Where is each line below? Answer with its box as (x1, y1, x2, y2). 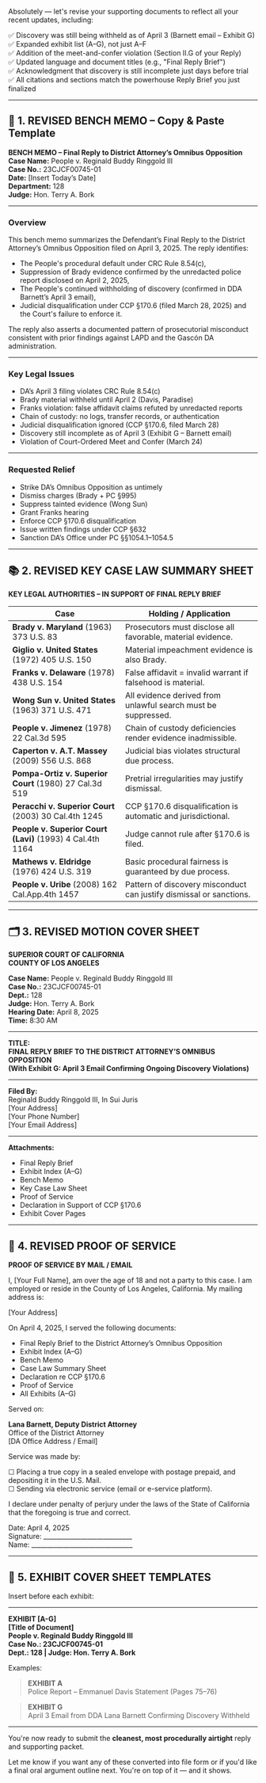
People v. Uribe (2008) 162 (12, 878, 117, 890)
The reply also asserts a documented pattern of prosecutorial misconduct (8, 325, 249, 334)
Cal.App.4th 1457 (12, 889, 79, 900)
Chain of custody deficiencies (125, 722, 237, 733)
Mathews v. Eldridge (12, 855, 92, 867)
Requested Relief (8, 464, 75, 475)
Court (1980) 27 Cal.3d (12, 778, 102, 789)
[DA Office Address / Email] (8, 1437, 98, 1446)
